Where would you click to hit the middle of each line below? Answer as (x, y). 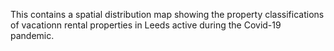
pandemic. (32, 35)
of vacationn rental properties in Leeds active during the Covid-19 (146, 25)
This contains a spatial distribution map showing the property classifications (167, 14)
